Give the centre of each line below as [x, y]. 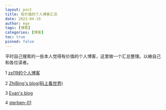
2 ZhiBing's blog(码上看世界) [34, 83]
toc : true [15, 37]
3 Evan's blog [19, 93]
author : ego [17, 23]
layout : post [19, 10]
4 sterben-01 [18, 102]
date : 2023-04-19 [23, 19]
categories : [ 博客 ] [24, 32]
